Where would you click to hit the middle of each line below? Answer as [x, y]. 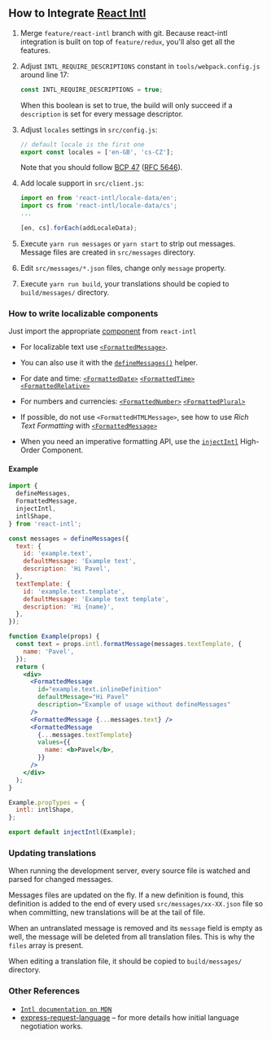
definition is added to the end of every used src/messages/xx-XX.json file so [135, 904]
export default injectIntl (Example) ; [72, 832]
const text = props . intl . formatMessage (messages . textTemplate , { [129, 644]
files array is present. [46, 945]
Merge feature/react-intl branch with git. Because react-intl [124, 33]
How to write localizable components [83, 313]
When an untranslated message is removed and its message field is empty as [135, 928]
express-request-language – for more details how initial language [130, 1017]
